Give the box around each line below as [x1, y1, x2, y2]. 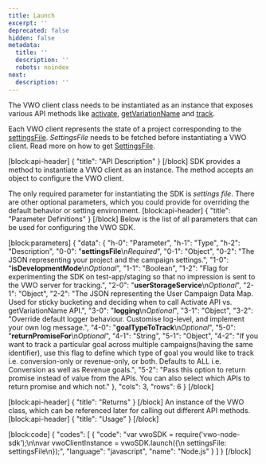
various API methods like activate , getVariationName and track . [8, 108, 215, 118]
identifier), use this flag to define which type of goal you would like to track [8, 348, 255, 357]
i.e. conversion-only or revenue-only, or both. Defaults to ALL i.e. [8, 356, 221, 366]
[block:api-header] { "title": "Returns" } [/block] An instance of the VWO [8, 397, 244, 407]
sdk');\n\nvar [8, 438, 50, 447]
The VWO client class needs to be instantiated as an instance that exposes [8, 100, 253, 110]
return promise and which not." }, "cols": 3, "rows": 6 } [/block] [8, 381, 214, 391]
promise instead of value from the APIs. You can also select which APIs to [8, 373, 251, 383]
